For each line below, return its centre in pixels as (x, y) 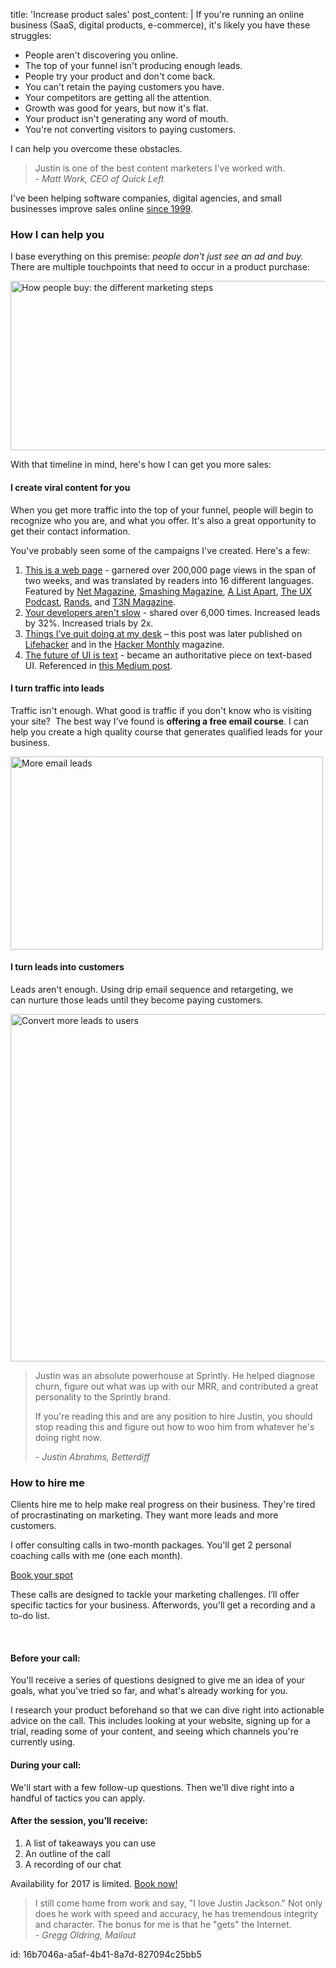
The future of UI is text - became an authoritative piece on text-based (168, 655)
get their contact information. (70, 531)
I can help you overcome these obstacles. (96, 148)
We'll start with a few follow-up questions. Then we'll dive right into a (152, 1787)
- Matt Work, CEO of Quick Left (99, 178)
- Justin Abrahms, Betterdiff (92, 1456)
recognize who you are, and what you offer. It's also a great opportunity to (163, 520)
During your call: (46, 1765)
